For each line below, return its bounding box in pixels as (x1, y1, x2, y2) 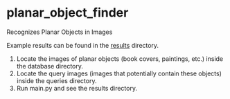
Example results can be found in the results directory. (6, 41, 159, 49)
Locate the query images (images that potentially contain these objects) (16, 69, 222, 78)
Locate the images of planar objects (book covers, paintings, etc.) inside (16, 54, 224, 63)
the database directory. (16, 62, 84, 70)
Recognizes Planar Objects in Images (6, 28, 113, 36)
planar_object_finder (6, 5, 129, 21)
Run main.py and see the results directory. (16, 84, 138, 92)
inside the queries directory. (16, 76, 97, 84)
